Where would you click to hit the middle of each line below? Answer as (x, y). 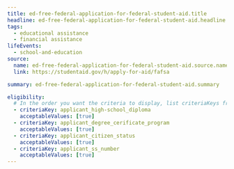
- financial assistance (48, 40)
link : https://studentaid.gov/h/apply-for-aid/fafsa (92, 72)
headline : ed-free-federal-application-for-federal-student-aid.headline (117, 20)
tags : (15, 26)
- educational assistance (51, 33)
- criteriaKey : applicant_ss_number (67, 149)
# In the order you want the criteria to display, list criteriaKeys (116, 104)
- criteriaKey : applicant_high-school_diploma (82, 110)
